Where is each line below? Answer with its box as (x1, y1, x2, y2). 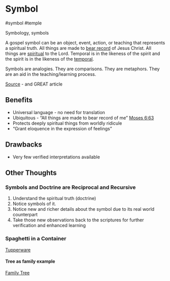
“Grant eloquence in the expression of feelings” (12, 125, 113, 131)
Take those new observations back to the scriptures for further (12, 217, 144, 223)
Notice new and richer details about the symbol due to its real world (12, 206, 155, 212)
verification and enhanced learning (12, 222, 86, 229)
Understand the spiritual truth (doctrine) (12, 195, 96, 202)
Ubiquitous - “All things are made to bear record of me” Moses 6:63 (12, 115, 154, 121)
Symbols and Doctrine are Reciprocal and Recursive (5, 184, 136, 191)
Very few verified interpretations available (12, 154, 100, 160)
